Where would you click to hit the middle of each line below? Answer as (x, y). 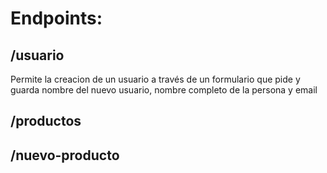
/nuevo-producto (65, 155)
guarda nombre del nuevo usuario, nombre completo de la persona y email (164, 90)
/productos (46, 121)
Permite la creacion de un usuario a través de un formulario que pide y (155, 79)
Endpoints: (56, 18)
